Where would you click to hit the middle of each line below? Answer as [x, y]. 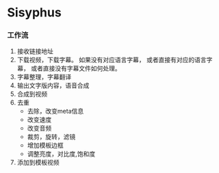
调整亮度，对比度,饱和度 [61, 154]
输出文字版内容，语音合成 [53, 85]
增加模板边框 [45, 146]
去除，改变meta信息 [55, 111]
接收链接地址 [35, 51]
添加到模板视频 [38, 163]
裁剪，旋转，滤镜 [51, 137]
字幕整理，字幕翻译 [44, 77]
